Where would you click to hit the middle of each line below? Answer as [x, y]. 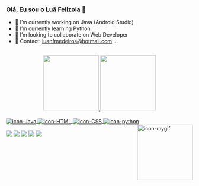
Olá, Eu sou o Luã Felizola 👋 [46, 9]
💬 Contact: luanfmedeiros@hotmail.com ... [66, 41]
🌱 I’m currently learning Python [52, 28]
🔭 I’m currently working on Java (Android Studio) [74, 22]
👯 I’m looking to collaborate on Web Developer [71, 35]
